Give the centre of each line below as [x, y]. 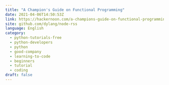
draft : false [19, 75]
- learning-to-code [30, 56]
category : [16, 33]
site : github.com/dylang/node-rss [41, 24]
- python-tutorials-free [36, 38]
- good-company [26, 51]
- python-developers [31, 42]
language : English [24, 28]
